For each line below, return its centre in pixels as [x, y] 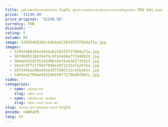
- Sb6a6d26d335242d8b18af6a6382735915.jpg [54, 61]
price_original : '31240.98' [34, 19]
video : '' [15, 79]
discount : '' [19, 28]
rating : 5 [15, 33]
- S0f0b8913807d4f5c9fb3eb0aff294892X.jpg [54, 56]
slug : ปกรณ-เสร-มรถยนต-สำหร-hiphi [38, 107]
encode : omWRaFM [22, 112]
